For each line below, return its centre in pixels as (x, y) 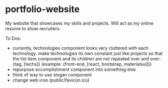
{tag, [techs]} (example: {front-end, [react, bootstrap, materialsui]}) (82, 64)
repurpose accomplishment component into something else (74, 69)
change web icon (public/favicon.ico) (51, 80)
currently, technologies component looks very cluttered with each (80, 48)
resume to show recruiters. (33, 28)
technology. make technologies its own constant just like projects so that (88, 53)
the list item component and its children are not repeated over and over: (87, 58)
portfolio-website (42, 9)
